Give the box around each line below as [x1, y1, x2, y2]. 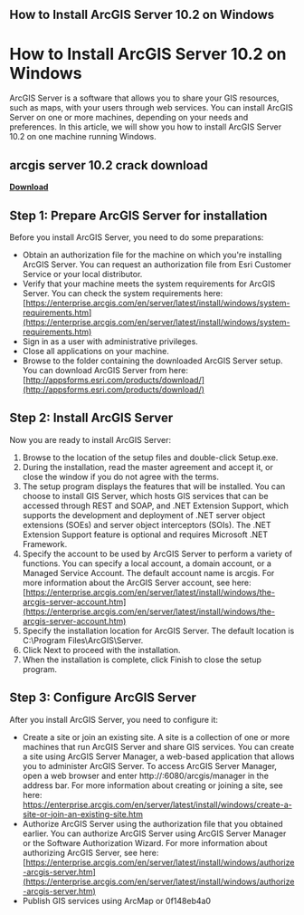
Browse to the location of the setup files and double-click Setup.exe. [22, 452, 279, 463]
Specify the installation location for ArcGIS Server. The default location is [22, 625, 295, 636]
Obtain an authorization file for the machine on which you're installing [22, 249, 282, 260]
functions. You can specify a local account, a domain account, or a [22, 557, 271, 569]
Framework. [22, 538, 68, 549]
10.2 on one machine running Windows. [9, 131, 157, 142]
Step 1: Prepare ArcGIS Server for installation [9, 207, 268, 223]
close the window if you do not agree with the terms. [22, 471, 220, 482]
